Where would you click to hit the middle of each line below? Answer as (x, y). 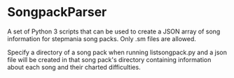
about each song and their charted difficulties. (74, 67)
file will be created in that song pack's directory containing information (109, 59)
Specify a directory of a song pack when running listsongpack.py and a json (117, 52)
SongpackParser (57, 12)
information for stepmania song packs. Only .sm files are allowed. (102, 38)
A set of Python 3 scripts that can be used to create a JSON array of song (114, 31)
